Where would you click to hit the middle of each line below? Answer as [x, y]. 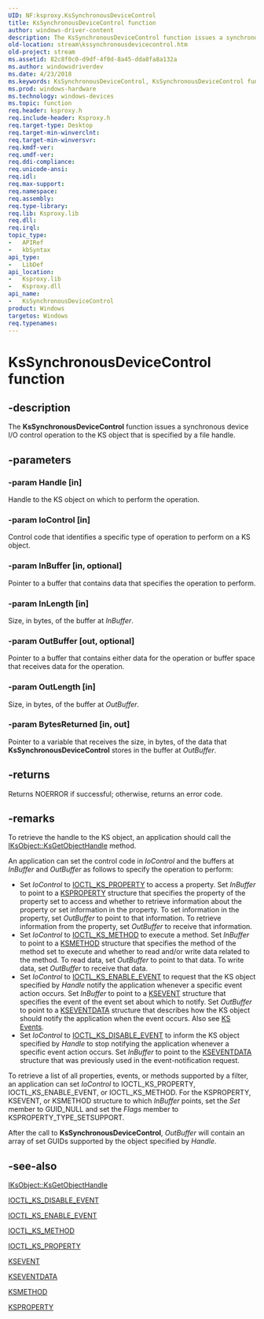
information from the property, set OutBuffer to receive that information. [136, 927]
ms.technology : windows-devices [61, 96]
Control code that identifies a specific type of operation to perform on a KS [130, 537]
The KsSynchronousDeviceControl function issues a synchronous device [128, 427]
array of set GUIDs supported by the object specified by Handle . [112, 1141]
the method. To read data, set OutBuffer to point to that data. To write [132, 960]
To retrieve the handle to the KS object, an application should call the [120, 838]
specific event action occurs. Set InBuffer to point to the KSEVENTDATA [136, 1052]
